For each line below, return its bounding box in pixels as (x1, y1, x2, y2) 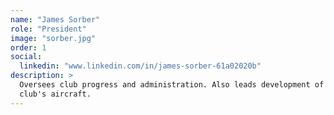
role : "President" (10, 24, 87, 34)
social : (10, 52, 43, 62)
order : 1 (10, 42, 47, 53)
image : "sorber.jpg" (10, 33, 97, 43)
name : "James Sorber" (10, 14, 101, 25)
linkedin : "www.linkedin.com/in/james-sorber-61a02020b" (19, 61, 262, 71)
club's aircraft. (19, 89, 92, 99)
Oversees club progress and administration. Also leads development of (19, 80, 325, 90)
